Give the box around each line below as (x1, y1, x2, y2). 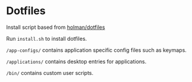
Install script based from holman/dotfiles (6, 24, 105, 31)
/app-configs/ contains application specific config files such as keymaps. (6, 46, 187, 54)
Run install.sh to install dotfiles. (6, 35, 87, 42)
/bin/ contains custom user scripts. (6, 69, 94, 76)
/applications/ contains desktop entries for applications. (6, 58, 147, 65)
